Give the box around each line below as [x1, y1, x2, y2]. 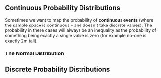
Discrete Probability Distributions [5, 65, 110, 74]
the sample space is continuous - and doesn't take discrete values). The [5, 22, 152, 28]
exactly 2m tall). [5, 38, 38, 44]
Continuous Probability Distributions [5, 4, 120, 12]
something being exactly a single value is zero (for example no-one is [5, 32, 147, 38]
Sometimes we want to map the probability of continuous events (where [5, 17, 154, 23]
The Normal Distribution [5, 50, 64, 57]
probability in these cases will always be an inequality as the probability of [5, 27, 157, 33]
